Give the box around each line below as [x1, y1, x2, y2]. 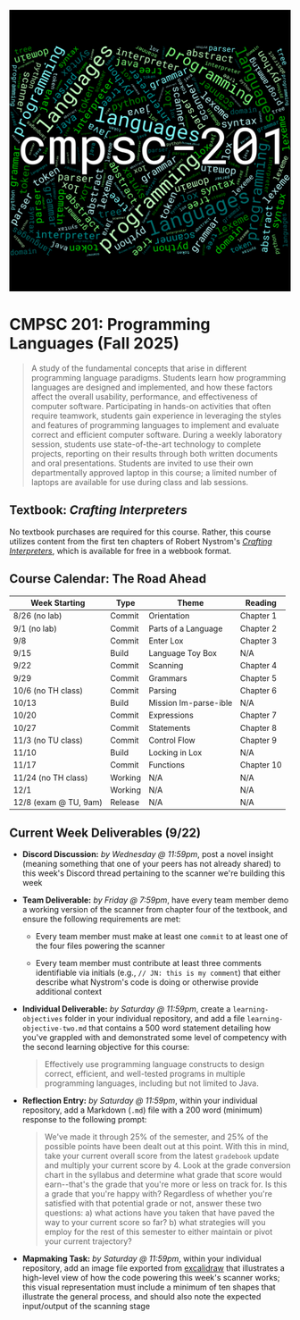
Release [110, 797, 140, 808]
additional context [35, 987, 103, 997]
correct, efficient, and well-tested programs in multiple [44, 1069, 246, 1080]
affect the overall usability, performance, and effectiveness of [30, 391, 259, 402]
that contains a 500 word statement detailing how [88, 1022, 271, 1033]
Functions [148, 760, 186, 770]
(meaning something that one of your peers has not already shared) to [21, 859, 281, 870]
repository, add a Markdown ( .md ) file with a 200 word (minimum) [21, 1105, 263, 1115]
